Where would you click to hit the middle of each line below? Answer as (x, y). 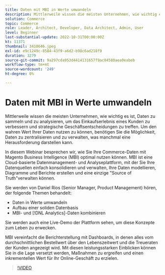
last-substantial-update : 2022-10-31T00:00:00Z (55, 37)
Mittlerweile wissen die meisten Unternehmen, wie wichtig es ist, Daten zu (80, 116)
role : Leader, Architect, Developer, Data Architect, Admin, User (74, 28)
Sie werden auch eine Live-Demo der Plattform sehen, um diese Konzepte (80, 222)
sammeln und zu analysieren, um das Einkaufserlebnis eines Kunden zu (78, 121)
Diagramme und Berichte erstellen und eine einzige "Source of (68, 172)
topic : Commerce (22, 23)
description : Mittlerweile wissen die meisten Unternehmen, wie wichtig (81, 14)
